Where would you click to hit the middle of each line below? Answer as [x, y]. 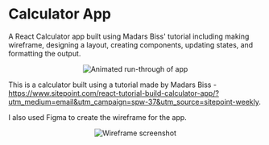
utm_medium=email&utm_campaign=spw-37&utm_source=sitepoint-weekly [134, 101]
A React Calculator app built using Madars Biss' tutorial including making [129, 36]
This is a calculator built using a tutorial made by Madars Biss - [113, 85]
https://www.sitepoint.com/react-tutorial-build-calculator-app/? [114, 93]
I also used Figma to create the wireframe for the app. [97, 117]
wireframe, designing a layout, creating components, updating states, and [131, 44]
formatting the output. [45, 53]
